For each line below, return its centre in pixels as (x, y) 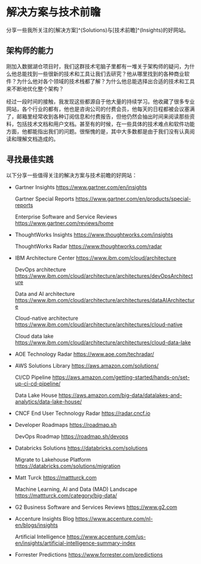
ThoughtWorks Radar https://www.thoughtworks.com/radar (89, 246)
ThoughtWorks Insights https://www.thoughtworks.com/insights (94, 235)
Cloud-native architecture (47, 318)
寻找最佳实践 (30, 160)
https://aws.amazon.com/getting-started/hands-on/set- (121, 377)
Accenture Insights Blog (44, 518)
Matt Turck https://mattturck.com (56, 477)
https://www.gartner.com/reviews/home (64, 223)
